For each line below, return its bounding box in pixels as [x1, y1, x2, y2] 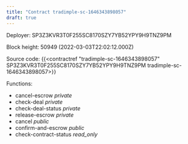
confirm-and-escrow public [15, 124, 85, 131]
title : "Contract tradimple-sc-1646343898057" [6, 9, 127, 15]
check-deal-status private [15, 104, 81, 112]
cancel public [15, 117, 49, 125]
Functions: [6, 80, 33, 87]
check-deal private [15, 98, 63, 106]
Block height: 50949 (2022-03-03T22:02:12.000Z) [6, 43, 134, 51]
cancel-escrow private [15, 92, 72, 99]
